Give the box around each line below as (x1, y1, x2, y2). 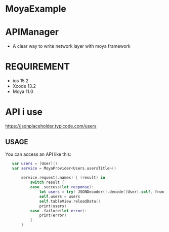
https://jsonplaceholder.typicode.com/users (5, 123, 97, 129)
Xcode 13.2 (12, 83, 36, 89)
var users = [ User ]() (12, 161, 58, 166)
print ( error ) (39, 213, 67, 218)
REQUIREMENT (5, 61, 70, 73)
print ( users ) (39, 204, 67, 209)
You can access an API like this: (5, 151, 72, 157)
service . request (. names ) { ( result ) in (21, 175, 105, 180)
